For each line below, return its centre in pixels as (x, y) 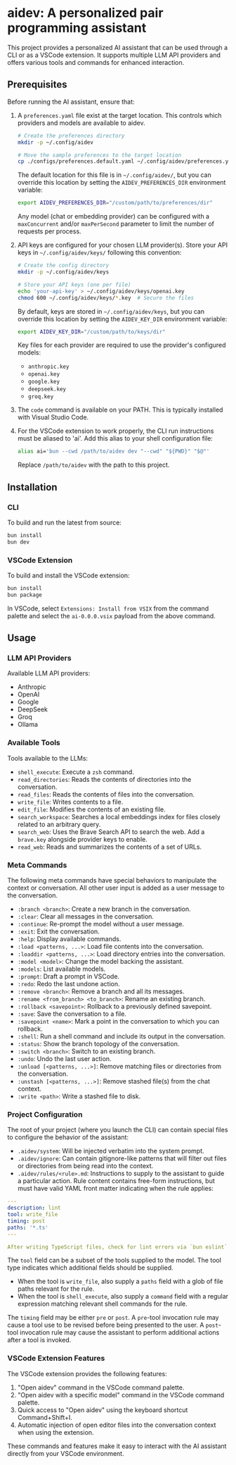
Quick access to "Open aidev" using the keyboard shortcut (103, 1410)
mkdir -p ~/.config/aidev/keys (63, 272)
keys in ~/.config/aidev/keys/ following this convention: (99, 252)
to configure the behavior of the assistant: (68, 1137)
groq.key (41, 397)
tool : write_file (33, 1215)
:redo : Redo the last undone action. (68, 984)
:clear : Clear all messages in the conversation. (86, 917)
